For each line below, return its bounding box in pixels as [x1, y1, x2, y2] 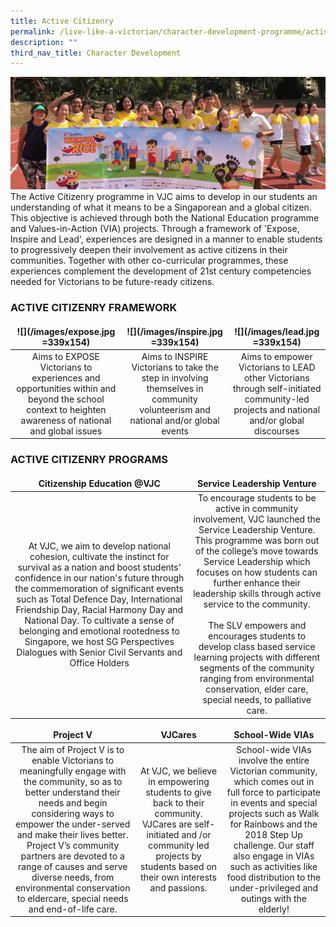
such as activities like [229, 860, 318, 872]
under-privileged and [229, 881, 319, 894]
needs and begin [38, 796, 108, 809]
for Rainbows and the [229, 818, 318, 830]
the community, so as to [23, 775, 123, 787]
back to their [152, 796, 205, 809]
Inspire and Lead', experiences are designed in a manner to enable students [10, 233, 323, 245]
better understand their [24, 786, 121, 798]
